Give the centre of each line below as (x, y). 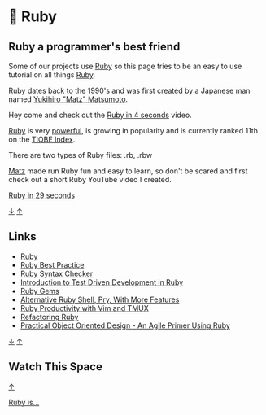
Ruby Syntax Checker (57, 273)
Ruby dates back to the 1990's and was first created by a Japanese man (129, 90)
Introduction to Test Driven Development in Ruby (102, 282)
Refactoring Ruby (49, 317)
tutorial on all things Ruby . (52, 75)
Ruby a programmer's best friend (94, 47)
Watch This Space (56, 367)
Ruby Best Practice (52, 264)
